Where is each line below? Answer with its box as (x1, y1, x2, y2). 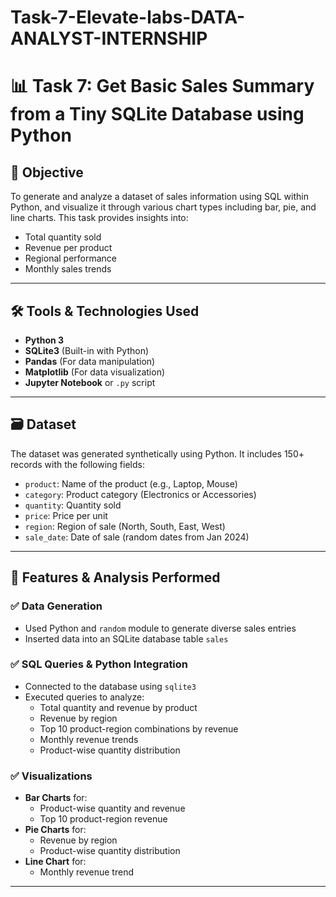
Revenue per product (24, 242, 113, 254)
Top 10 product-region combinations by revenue (39, 722, 239, 735)
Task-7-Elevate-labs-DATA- (10, 6, 246, 29)
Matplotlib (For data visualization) (24, 366, 166, 378)
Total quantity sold (24, 231, 102, 243)
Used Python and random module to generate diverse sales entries (24, 622, 297, 634)
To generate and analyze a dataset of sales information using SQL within (10, 191, 309, 203)
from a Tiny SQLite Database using (10, 103, 305, 126)
